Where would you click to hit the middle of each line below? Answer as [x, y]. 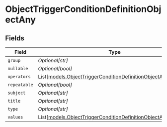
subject [17, 93]
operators [19, 76]
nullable [18, 68]
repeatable [20, 85]
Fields [15, 38]
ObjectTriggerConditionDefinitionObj [83, 9]
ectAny [21, 20]
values [15, 117]
